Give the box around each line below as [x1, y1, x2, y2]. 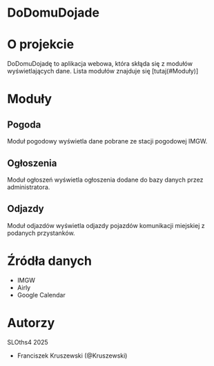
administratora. [7, 182, 50, 191]
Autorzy [7, 315, 55, 331]
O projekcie [7, 37, 75, 53]
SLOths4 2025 [7, 338, 48, 346]
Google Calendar [17, 290, 66, 299]
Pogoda [7, 119, 41, 130]
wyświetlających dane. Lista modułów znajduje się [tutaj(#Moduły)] [7, 67, 199, 76]
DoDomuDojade [7, 5, 100, 21]
